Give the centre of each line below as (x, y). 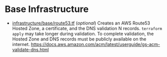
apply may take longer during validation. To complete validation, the (83, 33)
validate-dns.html (30, 49)
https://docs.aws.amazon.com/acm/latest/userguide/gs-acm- (95, 44)
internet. (21, 44)
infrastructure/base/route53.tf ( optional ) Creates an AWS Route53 (81, 23)
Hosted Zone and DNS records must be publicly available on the (79, 39)
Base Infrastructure (47, 9)
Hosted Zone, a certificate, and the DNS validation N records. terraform (87, 28)
